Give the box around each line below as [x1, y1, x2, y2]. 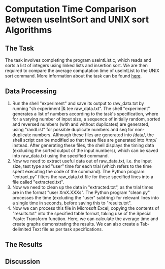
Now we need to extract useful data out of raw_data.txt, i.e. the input [12, 158, 152, 164]
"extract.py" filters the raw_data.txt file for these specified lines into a [12, 174, 154, 180]
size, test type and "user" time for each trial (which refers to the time [12, 163, 152, 169]
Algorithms [5, 25, 52, 36]
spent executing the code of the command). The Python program [12, 168, 145, 174]
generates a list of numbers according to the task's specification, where [12, 111, 159, 116]
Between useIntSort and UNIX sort [5, 14, 149, 25]
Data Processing [5, 87, 57, 96]
